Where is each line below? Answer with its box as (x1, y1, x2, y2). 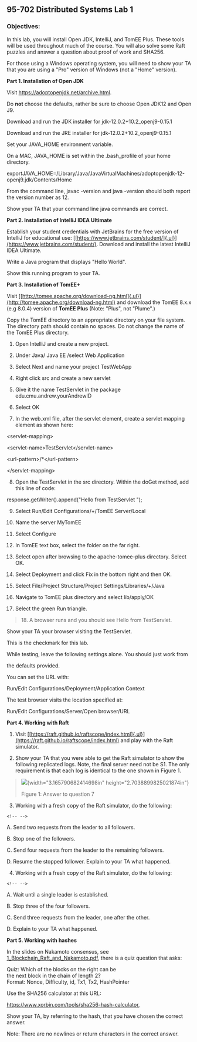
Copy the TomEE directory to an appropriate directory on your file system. (6, 316, 185, 323)
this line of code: (15, 484, 56, 491)
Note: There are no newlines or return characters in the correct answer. (6, 1030, 179, 1037)
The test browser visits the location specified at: (6, 696, 123, 703)
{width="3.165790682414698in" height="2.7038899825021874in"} (26, 779, 189, 786)
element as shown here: (15, 421, 74, 428)
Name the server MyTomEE (15, 518, 81, 526)
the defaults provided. (6, 662, 60, 669)
